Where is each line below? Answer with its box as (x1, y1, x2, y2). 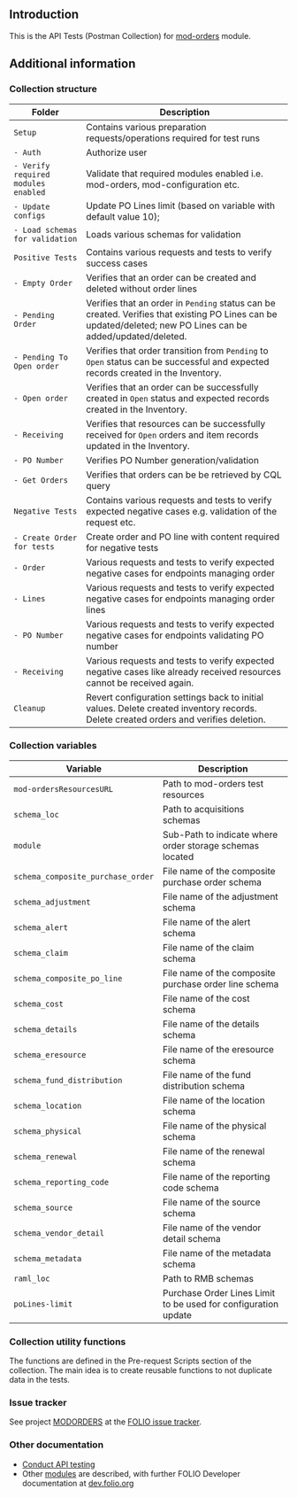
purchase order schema (162, 876, 263, 888)
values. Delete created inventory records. (85, 702, 258, 714)
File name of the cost (162, 992, 250, 1004)
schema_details (13, 1024, 78, 1035)
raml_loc (13, 1273, 50, 1284)
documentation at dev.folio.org (21, 1478, 134, 1488)
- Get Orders (13, 475, 69, 485)
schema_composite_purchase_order (13, 872, 155, 881)
